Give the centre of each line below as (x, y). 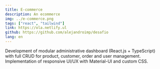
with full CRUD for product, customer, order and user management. (73, 56)
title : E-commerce (24, 10)
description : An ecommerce (33, 14)
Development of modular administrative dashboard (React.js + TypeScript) (80, 51)
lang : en (14, 37)
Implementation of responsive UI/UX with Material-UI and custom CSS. (77, 61)
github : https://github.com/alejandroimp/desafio (57, 32)
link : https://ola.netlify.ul (36, 28)
